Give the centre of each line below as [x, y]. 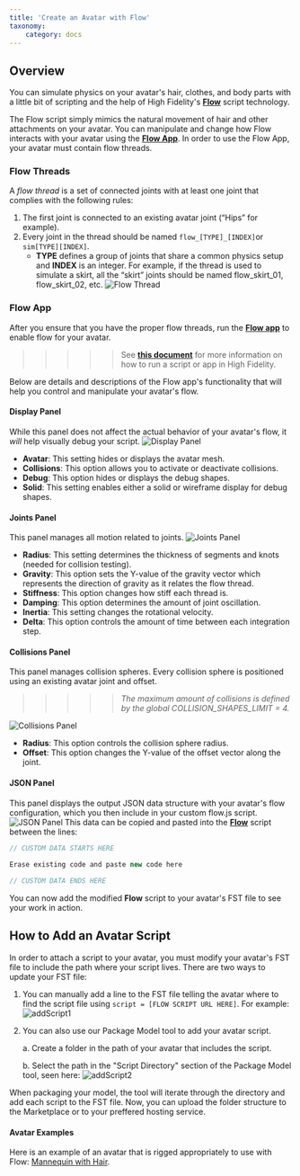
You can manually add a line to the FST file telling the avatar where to [150, 993]
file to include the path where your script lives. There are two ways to [137, 967]
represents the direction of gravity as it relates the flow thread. [138, 584]
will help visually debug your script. [75, 441]
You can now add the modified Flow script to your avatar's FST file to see [145, 898]
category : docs [54, 34]
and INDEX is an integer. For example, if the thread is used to [149, 265]
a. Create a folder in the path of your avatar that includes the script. [147, 1047]
